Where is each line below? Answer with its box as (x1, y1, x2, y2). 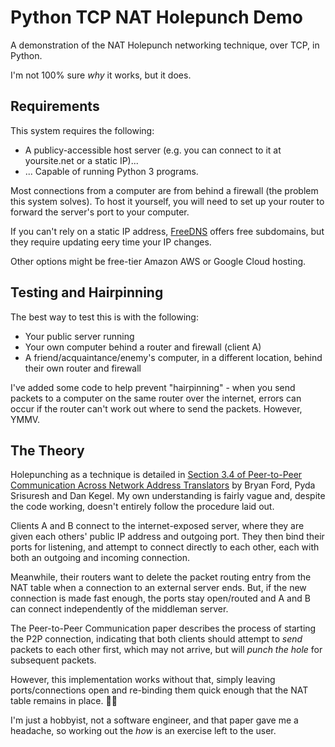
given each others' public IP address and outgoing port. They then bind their (10, 531, 325, 543)
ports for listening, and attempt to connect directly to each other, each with (10, 541, 320, 553)
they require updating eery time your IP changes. (10, 236, 212, 248)
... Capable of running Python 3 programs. (24, 165, 199, 177)
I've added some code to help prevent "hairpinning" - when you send (10, 381, 296, 393)
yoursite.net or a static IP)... (24, 154, 139, 166)
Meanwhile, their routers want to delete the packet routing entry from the (10, 571, 312, 583)
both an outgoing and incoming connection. (10, 552, 191, 564)
